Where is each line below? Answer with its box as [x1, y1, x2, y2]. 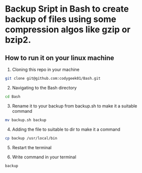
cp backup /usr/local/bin [5, 136, 57, 140]
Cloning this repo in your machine [12, 67, 80, 72]
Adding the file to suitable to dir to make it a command [12, 126, 120, 132]
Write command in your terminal [12, 154, 77, 160]
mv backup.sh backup [5, 118, 47, 122]
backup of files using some [5, 14, 116, 25]
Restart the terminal [12, 144, 52, 150]
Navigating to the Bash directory [12, 85, 77, 90]
